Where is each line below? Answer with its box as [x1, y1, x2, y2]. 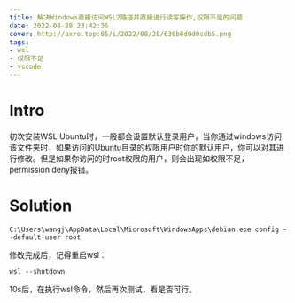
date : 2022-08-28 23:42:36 [9, 21, 109, 30]
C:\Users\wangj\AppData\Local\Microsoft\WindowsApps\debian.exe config [9, 225, 279, 234]
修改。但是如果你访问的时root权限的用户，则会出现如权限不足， [16, 152, 250, 164]
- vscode [9, 63, 42, 72]
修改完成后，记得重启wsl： [9, 249, 108, 260]
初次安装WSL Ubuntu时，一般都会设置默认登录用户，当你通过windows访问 [9, 130, 282, 142]
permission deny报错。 [9, 164, 94, 175]
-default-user [9, 232, 62, 242]
